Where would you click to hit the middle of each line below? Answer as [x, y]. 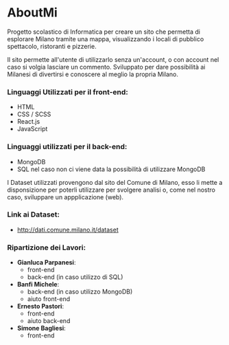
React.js [28, 122]
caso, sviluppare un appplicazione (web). [65, 197]
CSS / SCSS [34, 114]
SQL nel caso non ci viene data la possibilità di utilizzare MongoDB [111, 169]
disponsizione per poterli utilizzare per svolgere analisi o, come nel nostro [111, 190]
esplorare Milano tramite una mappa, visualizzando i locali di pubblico [106, 38]
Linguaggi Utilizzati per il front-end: [68, 92]
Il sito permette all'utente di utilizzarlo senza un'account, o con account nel [113, 59]
